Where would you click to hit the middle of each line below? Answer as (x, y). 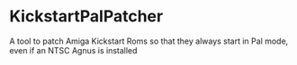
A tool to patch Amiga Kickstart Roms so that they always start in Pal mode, (149, 41)
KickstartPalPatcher (86, 16)
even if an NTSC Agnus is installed (73, 50)
